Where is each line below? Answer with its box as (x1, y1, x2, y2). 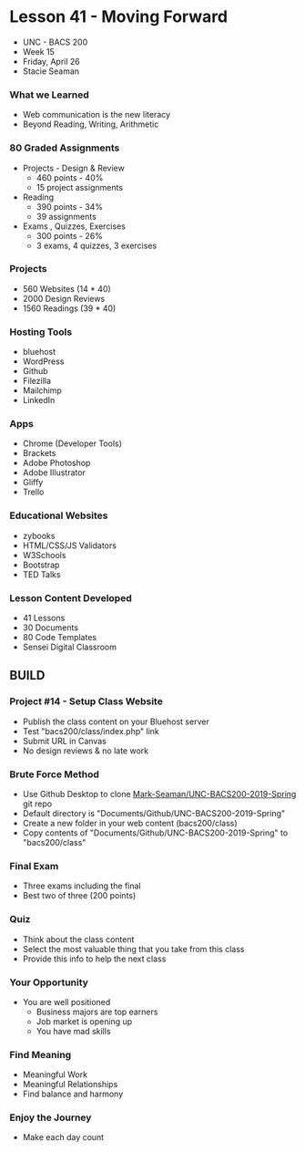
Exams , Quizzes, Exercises (22, 221, 126, 232)
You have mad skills (36, 1025, 111, 1036)
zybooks (22, 530, 56, 541)
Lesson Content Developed (9, 591, 132, 604)
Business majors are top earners (36, 1006, 158, 1017)
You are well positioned (22, 996, 111, 1007)
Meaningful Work (22, 1069, 88, 1080)
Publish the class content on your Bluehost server (22, 716, 209, 727)
